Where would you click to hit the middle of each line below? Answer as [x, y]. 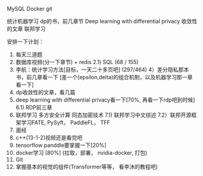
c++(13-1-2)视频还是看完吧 [49, 138]
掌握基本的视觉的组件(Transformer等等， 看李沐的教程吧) [87, 167]
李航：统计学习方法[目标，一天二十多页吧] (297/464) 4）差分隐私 [97, 70]
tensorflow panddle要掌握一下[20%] [61, 145]
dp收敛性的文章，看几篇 [45, 92]
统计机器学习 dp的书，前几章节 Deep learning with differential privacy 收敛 [99, 21]
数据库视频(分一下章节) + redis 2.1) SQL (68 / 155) [77, 62]
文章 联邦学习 [29, 29]
